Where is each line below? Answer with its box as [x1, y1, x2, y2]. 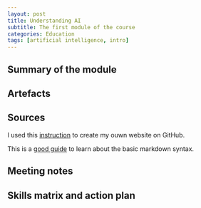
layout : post [7, 10, 46, 18]
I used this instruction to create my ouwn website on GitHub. [7, 130, 185, 139]
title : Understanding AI [7, 17, 81, 24]
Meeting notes [7, 165, 73, 177]
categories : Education [7, 30, 75, 38]
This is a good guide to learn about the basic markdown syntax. [7, 144, 195, 153]
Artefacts [7, 87, 51, 100]
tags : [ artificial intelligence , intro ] [7, 37, 130, 44]
